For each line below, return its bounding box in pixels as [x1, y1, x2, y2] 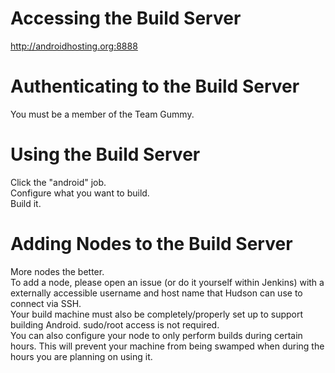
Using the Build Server [10, 143, 201, 166]
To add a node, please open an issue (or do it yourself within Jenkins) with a [10, 276, 325, 288]
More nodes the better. [10, 265, 105, 277]
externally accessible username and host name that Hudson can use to [10, 287, 303, 299]
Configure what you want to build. [10, 187, 150, 199]
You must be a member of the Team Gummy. [10, 108, 195, 120]
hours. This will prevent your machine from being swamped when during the [10, 340, 325, 352]
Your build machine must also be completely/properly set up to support [10, 308, 304, 320]
